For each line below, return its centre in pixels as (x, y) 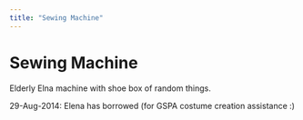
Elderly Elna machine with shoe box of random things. (110, 88)
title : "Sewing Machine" (56, 18)
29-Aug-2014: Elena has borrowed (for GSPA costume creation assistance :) (152, 105)
